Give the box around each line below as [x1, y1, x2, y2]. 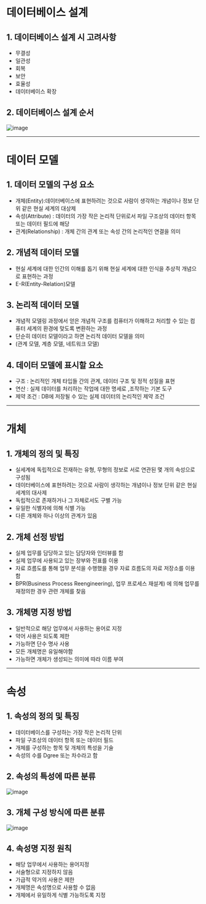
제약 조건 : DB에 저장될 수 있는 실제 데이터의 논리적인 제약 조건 [15, 393, 165, 400]
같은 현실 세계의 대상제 [21, 204, 77, 212]
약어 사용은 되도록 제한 [15, 632, 70, 639]
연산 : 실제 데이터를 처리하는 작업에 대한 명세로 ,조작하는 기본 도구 [15, 385, 172, 393]
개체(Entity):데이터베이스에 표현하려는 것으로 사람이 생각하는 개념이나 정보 [15, 197, 193, 204]
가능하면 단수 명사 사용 [15, 639, 70, 647]
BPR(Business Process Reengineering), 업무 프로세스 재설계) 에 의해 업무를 [15, 580, 200, 587]
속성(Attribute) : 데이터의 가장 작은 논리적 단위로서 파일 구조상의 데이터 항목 [15, 212, 196, 220]
